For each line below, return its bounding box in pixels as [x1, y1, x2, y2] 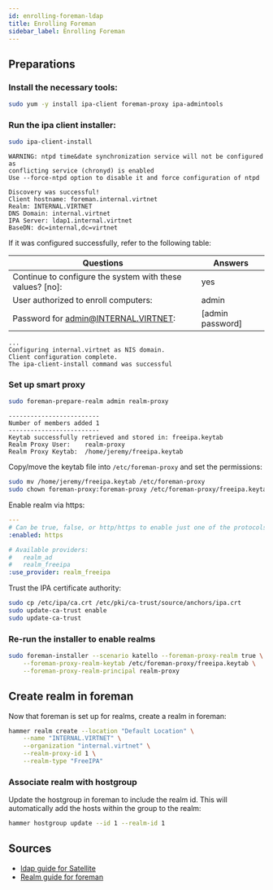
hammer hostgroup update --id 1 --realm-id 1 [8, 819, 165, 827]
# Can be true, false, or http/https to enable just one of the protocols [8, 523, 267, 532]
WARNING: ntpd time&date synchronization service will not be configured [8, 152, 264, 161]
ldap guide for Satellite [19, 863, 96, 873]
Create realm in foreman [8, 690, 134, 704]
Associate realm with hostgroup [8, 776, 138, 787]
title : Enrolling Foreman [8, 20, 96, 28]
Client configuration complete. [8, 353, 118, 362]
